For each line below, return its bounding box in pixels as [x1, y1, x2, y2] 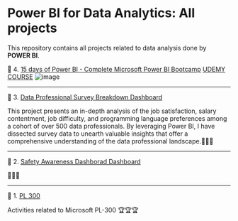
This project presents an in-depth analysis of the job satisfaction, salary [7, 107, 217, 115]
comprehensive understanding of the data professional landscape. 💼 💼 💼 [7, 136, 214, 145]
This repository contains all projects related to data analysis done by [7, 43, 207, 52]
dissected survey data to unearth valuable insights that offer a [7, 129, 188, 138]
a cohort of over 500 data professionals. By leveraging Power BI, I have [7, 122, 215, 130]
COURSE [7, 72, 33, 81]
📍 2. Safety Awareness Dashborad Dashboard [7, 157, 141, 166]
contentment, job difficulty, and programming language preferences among [7, 114, 227, 122]
